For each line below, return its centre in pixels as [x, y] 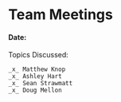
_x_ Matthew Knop [37, 69]
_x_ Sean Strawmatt [41, 84]
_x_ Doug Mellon [35, 90]
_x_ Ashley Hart [35, 76]
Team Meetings [60, 15]
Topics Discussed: [39, 55]
